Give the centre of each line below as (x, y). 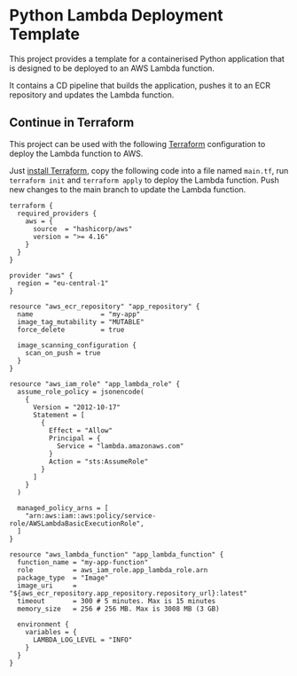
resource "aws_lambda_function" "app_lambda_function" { (117, 555)
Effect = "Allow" (81, 431)
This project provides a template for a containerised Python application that (147, 58)
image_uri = (47, 586)
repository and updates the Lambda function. (92, 95)
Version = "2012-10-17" (77, 407)
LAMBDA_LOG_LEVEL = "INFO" (82, 640)
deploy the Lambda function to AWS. (76, 153)
